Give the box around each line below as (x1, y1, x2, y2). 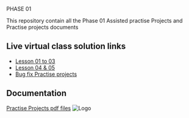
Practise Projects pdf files (6, 104, 71, 112)
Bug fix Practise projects (15, 70, 77, 78)
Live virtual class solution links (6, 41, 126, 51)
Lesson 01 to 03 (15, 57, 55, 65)
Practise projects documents (6, 24, 79, 31)
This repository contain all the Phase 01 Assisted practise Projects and (6, 17, 183, 24)
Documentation (6, 88, 67, 98)
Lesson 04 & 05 (15, 64, 55, 71)
